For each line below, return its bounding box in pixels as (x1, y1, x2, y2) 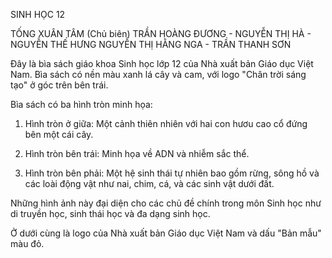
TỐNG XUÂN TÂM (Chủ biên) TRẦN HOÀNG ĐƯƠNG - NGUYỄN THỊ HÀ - (10, 28, 312, 39)
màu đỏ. (10, 238, 45, 249)
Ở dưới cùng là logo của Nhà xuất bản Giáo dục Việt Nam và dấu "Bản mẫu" (10, 227, 322, 239)
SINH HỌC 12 (10, 9, 66, 20)
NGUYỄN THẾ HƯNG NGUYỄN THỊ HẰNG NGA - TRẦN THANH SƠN (10, 39, 292, 50)
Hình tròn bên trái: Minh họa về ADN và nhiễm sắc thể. (24, 148, 250, 159)
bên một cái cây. (24, 129, 94, 140)
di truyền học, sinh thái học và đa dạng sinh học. (10, 208, 211, 219)
